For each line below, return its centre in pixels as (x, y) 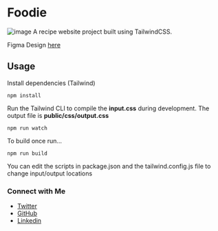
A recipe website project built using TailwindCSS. (103, 32)
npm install (24, 95)
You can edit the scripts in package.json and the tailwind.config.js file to (109, 166)
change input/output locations (50, 173)
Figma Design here (34, 45)
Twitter (27, 206)
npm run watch (28, 128)
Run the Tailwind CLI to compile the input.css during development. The (108, 108)
